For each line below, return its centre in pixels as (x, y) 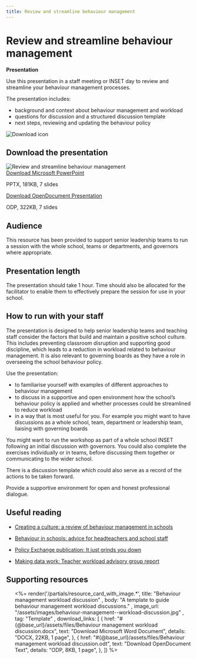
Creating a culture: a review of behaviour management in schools (94, 527)
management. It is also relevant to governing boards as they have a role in (96, 355)
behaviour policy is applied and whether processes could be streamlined (103, 403)
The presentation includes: (39, 98)
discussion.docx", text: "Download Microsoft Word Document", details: (100, 631)
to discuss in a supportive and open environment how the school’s (95, 397)
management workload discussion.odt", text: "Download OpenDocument (103, 644)
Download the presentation (57, 152)
